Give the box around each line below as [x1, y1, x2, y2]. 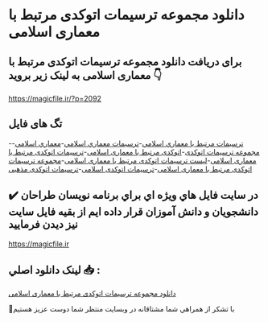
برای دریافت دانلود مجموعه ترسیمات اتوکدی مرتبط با [8, 55, 242, 68]
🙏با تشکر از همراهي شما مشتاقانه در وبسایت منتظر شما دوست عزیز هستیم [8, 304, 235, 314]
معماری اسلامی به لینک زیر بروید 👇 [8, 68, 163, 82]
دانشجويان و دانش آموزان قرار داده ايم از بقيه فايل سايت [8, 205, 259, 219]
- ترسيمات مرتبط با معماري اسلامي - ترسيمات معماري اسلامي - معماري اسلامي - [8, 138, 244, 148]
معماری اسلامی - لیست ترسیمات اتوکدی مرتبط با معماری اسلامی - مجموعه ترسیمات [8, 155, 257, 165]
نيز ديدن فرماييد [8, 217, 78, 231]
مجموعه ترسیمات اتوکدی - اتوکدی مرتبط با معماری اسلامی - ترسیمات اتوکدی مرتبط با [8, 147, 260, 156]
